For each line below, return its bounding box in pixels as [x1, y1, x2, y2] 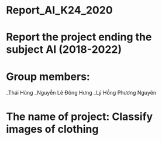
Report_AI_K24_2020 [6, 4, 113, 17]
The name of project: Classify [6, 110, 153, 123]
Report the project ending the [6, 31, 152, 44]
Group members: [6, 70, 91, 83]
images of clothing [6, 122, 99, 136]
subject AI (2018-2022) [6, 43, 122, 56]
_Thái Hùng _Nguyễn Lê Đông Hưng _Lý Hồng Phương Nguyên [6, 89, 157, 96]
